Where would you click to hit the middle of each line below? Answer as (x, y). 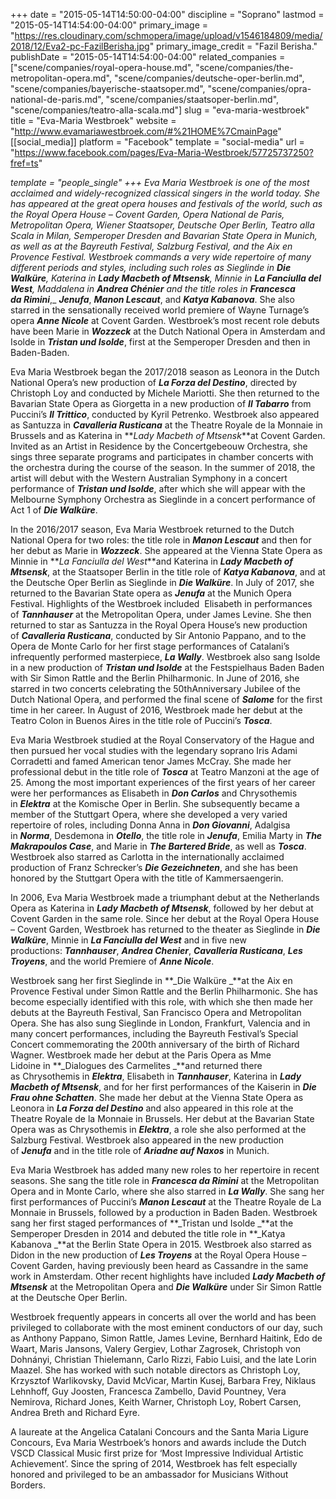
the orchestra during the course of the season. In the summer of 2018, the (163, 467)
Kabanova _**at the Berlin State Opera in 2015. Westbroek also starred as (161, 1244)
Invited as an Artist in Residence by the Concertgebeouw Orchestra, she (159, 446)
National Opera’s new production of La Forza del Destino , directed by (154, 382)
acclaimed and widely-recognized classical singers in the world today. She (165, 193)
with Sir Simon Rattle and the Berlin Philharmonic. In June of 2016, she (155, 678)
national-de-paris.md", (57, 99)
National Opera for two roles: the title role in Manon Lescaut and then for (161, 540)
